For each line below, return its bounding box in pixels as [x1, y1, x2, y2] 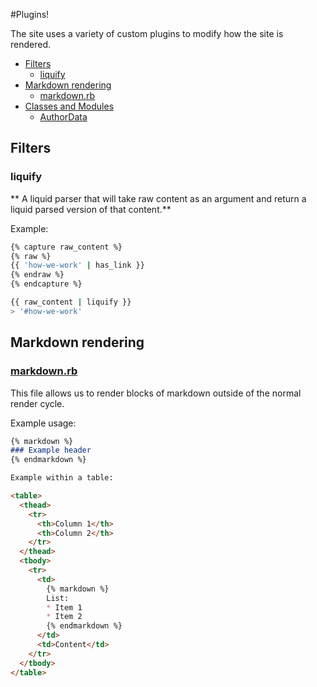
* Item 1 [46, 602, 83, 613]
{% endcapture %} [10, 279, 83, 289]
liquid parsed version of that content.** [10, 203, 172, 215]
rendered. [10, 39, 52, 50]
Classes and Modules [24, 100, 115, 112]
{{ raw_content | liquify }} [10, 297, 132, 308]
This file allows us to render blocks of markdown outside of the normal [10, 387, 302, 399]
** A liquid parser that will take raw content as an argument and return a [10, 192, 307, 204]
